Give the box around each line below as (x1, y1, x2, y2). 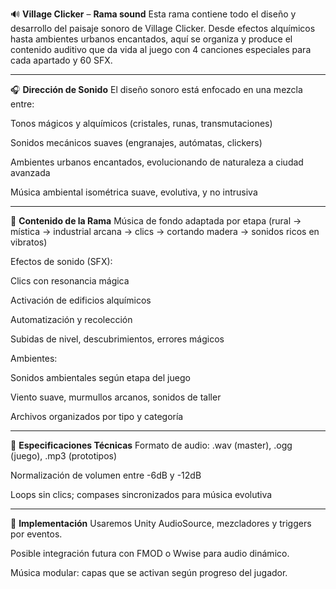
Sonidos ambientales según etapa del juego (10, 372, 191, 383)
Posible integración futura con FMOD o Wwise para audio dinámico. (10, 548, 290, 559)
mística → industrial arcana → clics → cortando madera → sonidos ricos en (10, 226, 320, 237)
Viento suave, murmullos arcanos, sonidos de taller (10, 391, 222, 403)
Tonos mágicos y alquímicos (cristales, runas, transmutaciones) (10, 118, 273, 129)
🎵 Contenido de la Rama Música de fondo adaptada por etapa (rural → (10, 215, 302, 227)
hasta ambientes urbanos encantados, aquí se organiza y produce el (10, 33, 293, 45)
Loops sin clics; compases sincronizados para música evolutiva (10, 489, 273, 500)
